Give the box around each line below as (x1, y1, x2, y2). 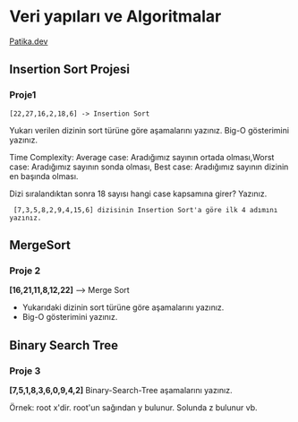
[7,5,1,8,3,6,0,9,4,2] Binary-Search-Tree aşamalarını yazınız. (9, 385, 233, 395)
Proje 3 (9, 365, 41, 377)
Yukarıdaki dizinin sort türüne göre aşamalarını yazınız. (21, 302, 225, 313)
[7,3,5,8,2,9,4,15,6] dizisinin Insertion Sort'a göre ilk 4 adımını (13, 205, 278, 214)
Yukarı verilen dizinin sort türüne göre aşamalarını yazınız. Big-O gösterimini (9, 125, 289, 135)
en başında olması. (9, 170, 79, 181)
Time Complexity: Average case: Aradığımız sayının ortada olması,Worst (9, 151, 275, 162)
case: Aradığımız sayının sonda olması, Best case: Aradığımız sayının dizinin (9, 161, 289, 172)
